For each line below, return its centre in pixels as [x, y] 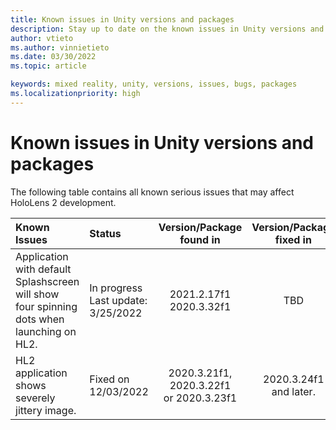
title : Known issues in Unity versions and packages [122, 19]
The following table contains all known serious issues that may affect [152, 192]
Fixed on [109, 379]
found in [200, 239]
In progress [116, 288]
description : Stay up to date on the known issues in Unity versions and [167, 29]
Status [105, 233]
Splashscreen [47, 281]
